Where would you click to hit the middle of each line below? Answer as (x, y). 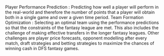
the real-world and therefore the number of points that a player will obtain (80, 12)
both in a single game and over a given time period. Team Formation (75, 17)
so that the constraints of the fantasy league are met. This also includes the (82, 28)
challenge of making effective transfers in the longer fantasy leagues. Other (82, 33)
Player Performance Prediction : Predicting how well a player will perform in (82, 7)
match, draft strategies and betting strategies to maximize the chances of (80, 43)
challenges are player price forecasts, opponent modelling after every (76, 38)
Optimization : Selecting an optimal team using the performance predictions (82, 22)
